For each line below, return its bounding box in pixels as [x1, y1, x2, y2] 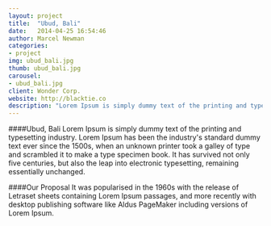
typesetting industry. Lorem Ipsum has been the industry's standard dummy [8, 132, 261, 142]
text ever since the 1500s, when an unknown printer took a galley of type [8, 141, 251, 151]
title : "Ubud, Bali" [8, 19, 81, 27]
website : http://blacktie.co [8, 94, 106, 103]
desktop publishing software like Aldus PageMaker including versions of [8, 199, 248, 210]
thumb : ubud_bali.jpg [8, 65, 81, 73]
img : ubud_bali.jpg [8, 57, 74, 65]
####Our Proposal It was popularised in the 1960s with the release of [8, 182, 240, 192]
